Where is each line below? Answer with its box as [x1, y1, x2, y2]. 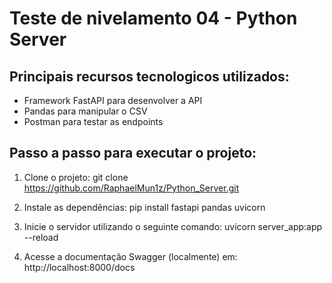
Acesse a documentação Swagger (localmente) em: [23, 250, 238, 262]
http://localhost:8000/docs [23, 261, 136, 273]
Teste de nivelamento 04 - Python [9, 7, 298, 30]
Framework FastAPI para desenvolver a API [23, 95, 203, 106]
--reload [23, 231, 59, 243]
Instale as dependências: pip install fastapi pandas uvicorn [23, 201, 266, 213]
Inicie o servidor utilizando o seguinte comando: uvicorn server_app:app [23, 220, 323, 232]
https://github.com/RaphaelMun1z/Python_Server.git [23, 182, 240, 194]
